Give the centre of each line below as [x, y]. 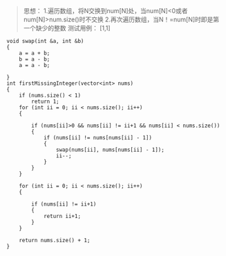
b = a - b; [35, 59]
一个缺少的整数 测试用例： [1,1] [67, 28]
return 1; [45, 101]
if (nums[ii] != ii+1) [64, 204]
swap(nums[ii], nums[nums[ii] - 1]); [110, 150]
